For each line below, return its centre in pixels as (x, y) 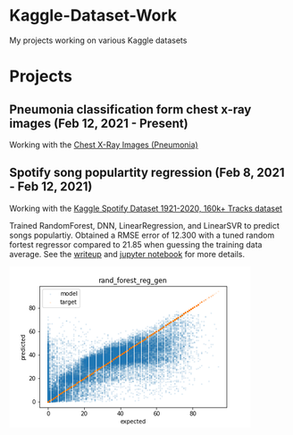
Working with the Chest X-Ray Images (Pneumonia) (104, 145)
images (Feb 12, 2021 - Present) (99, 123)
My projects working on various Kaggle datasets (98, 40)
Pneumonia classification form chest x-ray (130, 109)
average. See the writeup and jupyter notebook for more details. (127, 254)
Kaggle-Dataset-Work (93, 16)
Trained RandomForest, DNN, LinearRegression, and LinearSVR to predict (144, 225)
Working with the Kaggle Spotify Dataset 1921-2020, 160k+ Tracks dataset (146, 208)
